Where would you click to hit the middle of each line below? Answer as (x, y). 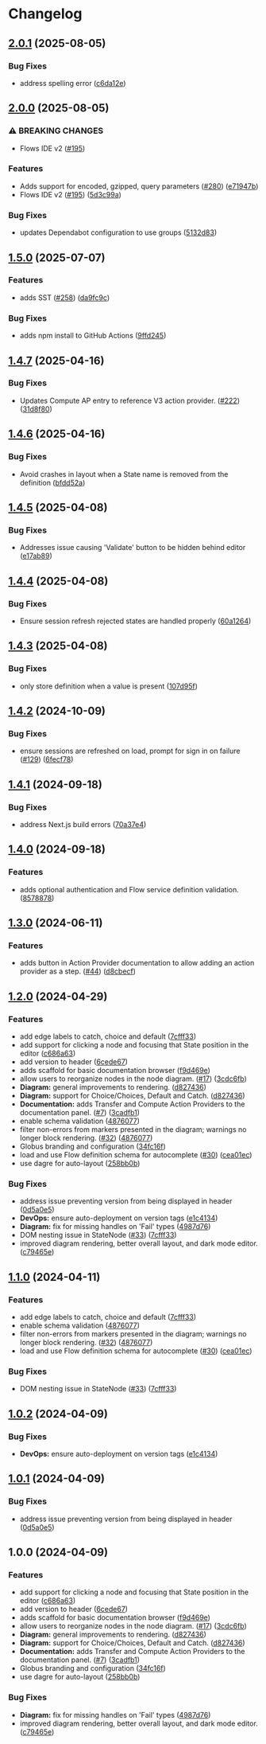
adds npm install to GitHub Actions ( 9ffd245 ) (93, 336)
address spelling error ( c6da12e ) (73, 83)
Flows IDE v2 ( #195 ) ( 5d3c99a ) (70, 194)
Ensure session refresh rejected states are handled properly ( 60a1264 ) (135, 621)
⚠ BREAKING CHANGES (56, 131)
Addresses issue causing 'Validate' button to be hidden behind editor (133, 548)
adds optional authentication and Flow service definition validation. (129, 889)
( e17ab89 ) (36, 556)
